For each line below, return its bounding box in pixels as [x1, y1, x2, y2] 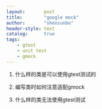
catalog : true [6, 31, 55, 37]
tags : [6, 37, 20, 43]
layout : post [6, 8, 55, 15]
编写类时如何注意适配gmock [14, 83, 85, 90]
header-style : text [6, 25, 55, 32]
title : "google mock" [6, 14, 79, 20]
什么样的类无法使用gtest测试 [14, 96, 86, 103]
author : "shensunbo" [6, 20, 74, 26]
